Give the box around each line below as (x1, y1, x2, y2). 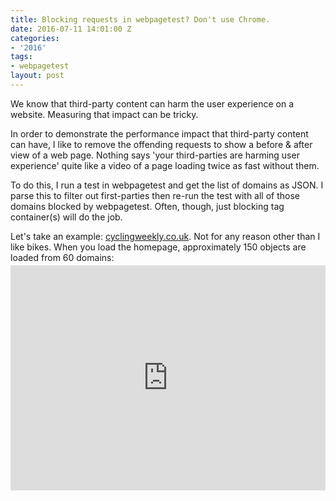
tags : (10, 52, 33, 62)
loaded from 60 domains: (10, 251, 115, 263)
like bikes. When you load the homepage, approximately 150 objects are (10, 241, 307, 253)
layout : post (10, 71, 65, 81)
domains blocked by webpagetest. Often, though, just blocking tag (10, 200, 285, 212)
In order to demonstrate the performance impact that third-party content (10, 127, 309, 140)
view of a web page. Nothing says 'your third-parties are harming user (10, 149, 300, 161)
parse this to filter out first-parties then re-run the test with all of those (10, 189, 300, 201)
